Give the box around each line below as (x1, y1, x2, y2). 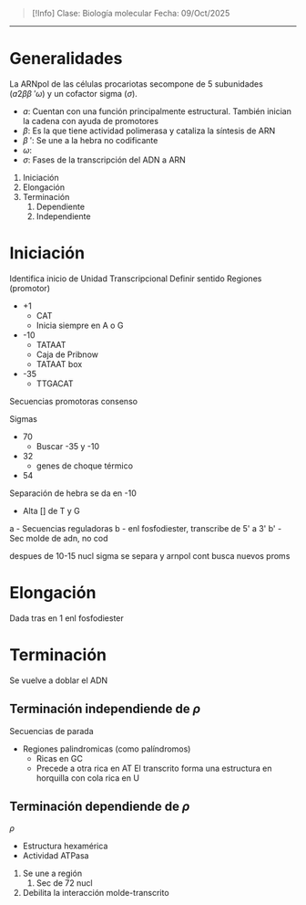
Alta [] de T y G (22, 505, 80, 516)
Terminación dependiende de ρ (9, 798, 190, 814)
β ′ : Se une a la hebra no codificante (22, 134, 158, 145)
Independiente (36, 210, 91, 222)
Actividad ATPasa (22, 850, 89, 861)
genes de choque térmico (36, 460, 134, 471)
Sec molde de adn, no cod (9, 532, 108, 543)
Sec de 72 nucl (36, 878, 93, 889)
